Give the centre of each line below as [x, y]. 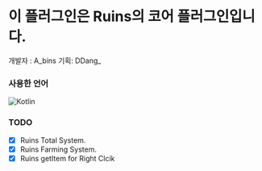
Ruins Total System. [53, 140]
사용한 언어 [29, 83]
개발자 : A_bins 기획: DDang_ [55, 60]
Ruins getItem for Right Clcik [67, 158]
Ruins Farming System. [58, 149]
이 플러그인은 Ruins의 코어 [91, 17]
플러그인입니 [216, 17]
